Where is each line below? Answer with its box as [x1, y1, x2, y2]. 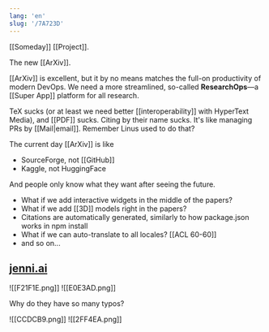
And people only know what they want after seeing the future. [9, 179, 216, 189]
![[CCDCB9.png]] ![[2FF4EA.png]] [9, 314, 122, 325]
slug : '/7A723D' [9, 19, 64, 28]
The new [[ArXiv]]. [9, 58, 71, 67]
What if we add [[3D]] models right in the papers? [20, 204, 187, 213]
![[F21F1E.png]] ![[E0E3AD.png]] [9, 283, 117, 293]
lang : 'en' [9, 11, 46, 20]
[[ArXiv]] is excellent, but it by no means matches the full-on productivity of [9, 73, 262, 83]
